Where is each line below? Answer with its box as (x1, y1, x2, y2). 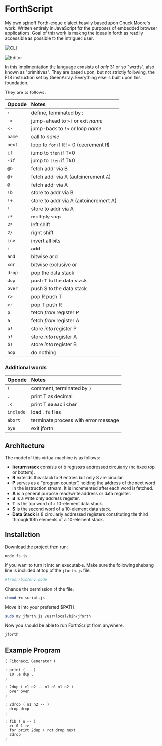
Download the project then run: (5, 544, 68, 550)
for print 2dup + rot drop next (9, 728, 76, 733)
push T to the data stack (31, 277, 87, 284)
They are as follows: (5, 89, 46, 95)
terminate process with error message (31, 417, 119, 424)
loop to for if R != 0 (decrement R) (31, 141, 110, 148)
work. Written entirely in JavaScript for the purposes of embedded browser (5, 25, 157, 31)
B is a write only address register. (12, 496, 80, 501)
